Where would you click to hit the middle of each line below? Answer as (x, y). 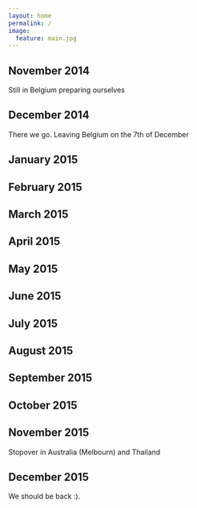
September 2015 (50, 378)
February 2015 (45, 187)
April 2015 (34, 242)
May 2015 (33, 268)
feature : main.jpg (46, 38)
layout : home (30, 16)
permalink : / (30, 23)
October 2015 (43, 405)
